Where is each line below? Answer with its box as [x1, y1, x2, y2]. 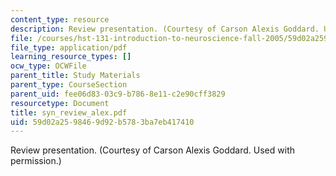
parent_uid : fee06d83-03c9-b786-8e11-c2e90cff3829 [10, 89, 226, 99]
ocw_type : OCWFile [10, 61, 87, 71]
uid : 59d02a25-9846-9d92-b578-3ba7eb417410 [10, 117, 195, 127]
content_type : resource [10, 14, 110, 25]
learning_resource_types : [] [10, 52, 132, 62]
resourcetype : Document [10, 98, 110, 108]
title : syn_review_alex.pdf [10, 107, 128, 118]
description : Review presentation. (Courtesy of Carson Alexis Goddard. [10, 24, 320, 34]
